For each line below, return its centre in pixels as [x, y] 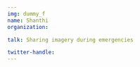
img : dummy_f [26, 14]
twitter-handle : [31, 53]
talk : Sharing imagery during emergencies [70, 39]
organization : [28, 27]
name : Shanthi [28, 20]
